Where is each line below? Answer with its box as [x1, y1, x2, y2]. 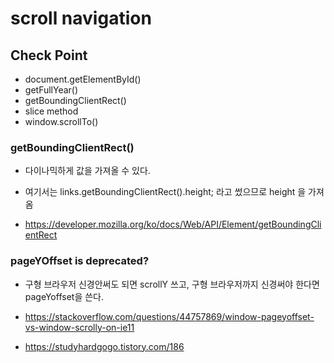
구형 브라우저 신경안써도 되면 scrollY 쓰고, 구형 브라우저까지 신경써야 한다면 [24, 278, 320, 290]
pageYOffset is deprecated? [10, 254, 150, 268]
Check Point [10, 47, 88, 64]
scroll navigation [10, 7, 152, 30]
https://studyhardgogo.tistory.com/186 [24, 340, 185, 352]
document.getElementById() [24, 73, 142, 85]
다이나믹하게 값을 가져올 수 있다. [24, 165, 151, 177]
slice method [24, 105, 79, 117]
